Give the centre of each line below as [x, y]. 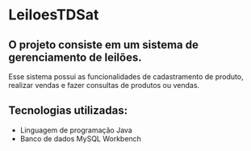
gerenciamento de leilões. [75, 57]
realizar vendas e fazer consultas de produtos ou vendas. [104, 85]
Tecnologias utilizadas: [68, 111]
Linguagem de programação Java [76, 130]
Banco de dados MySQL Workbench [80, 138]
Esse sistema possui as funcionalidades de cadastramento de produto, [126, 77]
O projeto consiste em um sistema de [104, 45]
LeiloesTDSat [54, 15]
